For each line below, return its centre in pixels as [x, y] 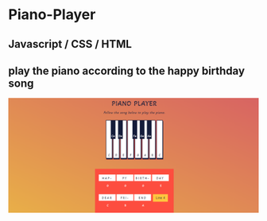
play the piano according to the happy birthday [126, 70]
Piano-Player [52, 15]
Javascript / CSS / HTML [70, 44]
